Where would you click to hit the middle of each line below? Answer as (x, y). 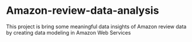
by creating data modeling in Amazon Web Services (68, 32)
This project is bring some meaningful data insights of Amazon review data (96, 26)
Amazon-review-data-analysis (83, 11)
